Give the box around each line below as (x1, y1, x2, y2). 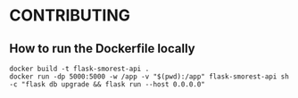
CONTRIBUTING (9, 5, 131, 26)
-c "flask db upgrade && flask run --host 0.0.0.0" (9, 80, 205, 89)
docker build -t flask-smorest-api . (9, 64, 150, 73)
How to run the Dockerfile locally (9, 41, 195, 56)
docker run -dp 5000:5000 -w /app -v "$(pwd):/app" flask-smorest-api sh (9, 72, 290, 81)
